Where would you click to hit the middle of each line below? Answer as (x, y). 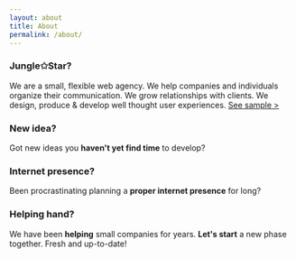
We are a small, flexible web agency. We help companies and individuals (144, 86)
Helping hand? (42, 215)
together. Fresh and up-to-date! (68, 244)
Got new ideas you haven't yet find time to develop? (107, 147)
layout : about (36, 18)
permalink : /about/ (46, 34)
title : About (34, 26)
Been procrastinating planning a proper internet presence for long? (135, 191)
